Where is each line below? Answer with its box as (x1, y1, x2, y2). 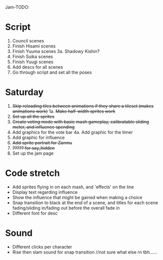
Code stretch (5, 168, 60, 179)
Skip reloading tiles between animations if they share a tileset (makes (12, 103, 154, 109)
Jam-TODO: (5, 4, 30, 10)
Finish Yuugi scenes (12, 59, 54, 65)
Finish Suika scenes (12, 53, 54, 59)
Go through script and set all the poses (12, 69, 92, 75)
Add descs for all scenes (12, 64, 63, 70)
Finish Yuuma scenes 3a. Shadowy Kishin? (12, 48, 100, 54)
